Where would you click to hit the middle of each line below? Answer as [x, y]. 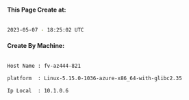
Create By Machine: [36, 45]
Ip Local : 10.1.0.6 [38, 91]
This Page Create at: [37, 10]
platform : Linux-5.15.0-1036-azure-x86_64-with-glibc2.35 [95, 79]
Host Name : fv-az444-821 [44, 66]
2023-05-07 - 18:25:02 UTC [46, 30]
